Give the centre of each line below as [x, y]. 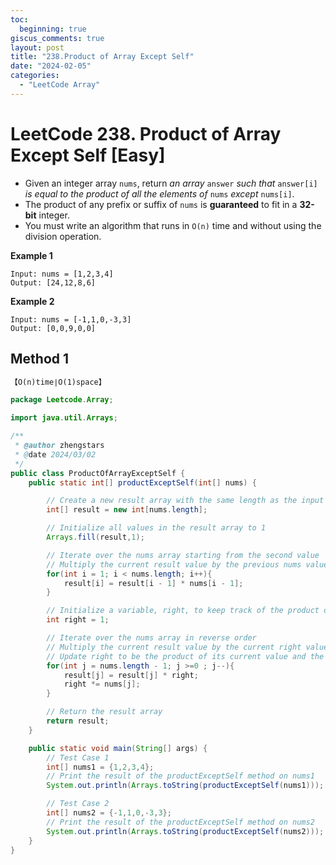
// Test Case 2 [78, 804]
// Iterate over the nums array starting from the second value [183, 555]
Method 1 [40, 359]
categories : [35, 76]
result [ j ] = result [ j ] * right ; [131, 675]
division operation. [63, 236]
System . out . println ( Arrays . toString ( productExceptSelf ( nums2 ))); [185, 831]
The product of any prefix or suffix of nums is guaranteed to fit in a [161, 204]
